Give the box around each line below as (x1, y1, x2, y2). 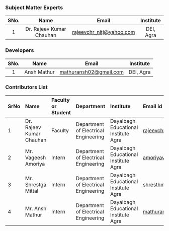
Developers (5, 47, 34, 54)
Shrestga (25, 181, 47, 188)
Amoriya (25, 160, 45, 167)
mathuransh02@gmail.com (59, 68, 124, 75)
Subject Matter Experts (5, 4, 63, 11)
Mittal (25, 187, 39, 194)
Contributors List (5, 84, 48, 91)
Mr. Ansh (25, 205, 47, 212)
